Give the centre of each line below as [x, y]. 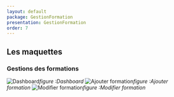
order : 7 [17, 28]
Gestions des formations [43, 68]
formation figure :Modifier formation [76, 87]
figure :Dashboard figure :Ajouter [104, 81]
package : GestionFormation [40, 17]
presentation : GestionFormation [46, 22]
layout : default [27, 11]
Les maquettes [35, 51]
